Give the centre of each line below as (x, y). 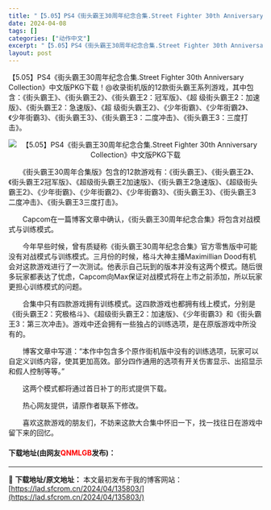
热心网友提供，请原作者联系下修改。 (82, 405)
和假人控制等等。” (37, 371)
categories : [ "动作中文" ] (50, 38)
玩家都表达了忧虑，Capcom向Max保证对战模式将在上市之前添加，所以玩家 (139, 276)
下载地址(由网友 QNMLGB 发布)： (62, 453)
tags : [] (23, 31)
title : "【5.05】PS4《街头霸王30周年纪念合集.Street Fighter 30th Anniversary (136, 16)
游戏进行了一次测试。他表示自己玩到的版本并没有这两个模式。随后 (146, 266)
